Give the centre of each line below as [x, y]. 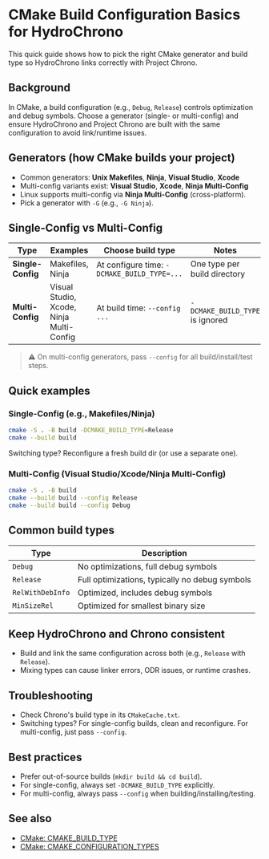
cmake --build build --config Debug [69, 505]
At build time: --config [139, 308]
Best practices [45, 757]
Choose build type [140, 250]
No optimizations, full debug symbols [147, 566]
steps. [38, 366]
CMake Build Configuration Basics [124, 15]
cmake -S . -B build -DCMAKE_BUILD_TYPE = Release [91, 431]
